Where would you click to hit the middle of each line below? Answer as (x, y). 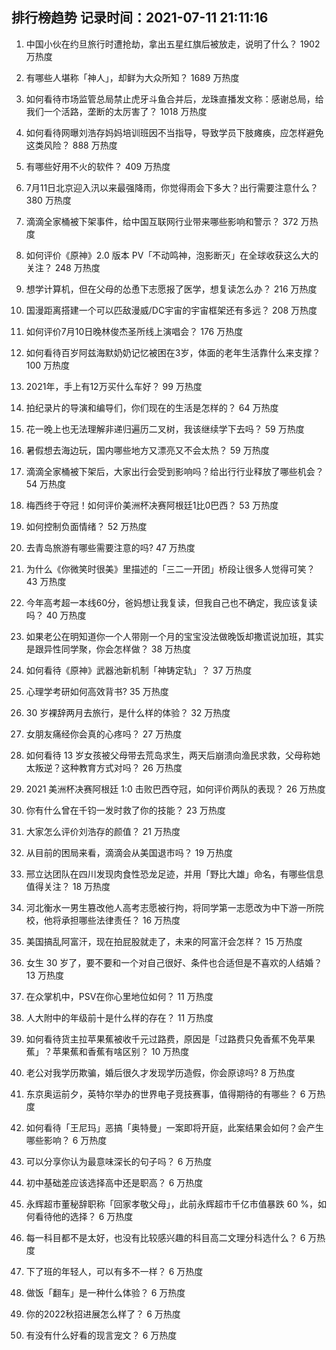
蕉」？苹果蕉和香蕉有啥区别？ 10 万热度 (107, 1051)
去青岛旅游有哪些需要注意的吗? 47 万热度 (110, 547)
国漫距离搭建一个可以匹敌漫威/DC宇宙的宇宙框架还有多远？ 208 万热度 (171, 310)
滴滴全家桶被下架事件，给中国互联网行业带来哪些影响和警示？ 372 (162, 221)
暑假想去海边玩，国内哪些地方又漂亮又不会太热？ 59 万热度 (147, 450)
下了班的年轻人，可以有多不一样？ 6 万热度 (114, 1271)
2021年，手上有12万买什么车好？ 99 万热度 (114, 386)
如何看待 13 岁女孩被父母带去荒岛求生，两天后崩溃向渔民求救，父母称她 (173, 755)
